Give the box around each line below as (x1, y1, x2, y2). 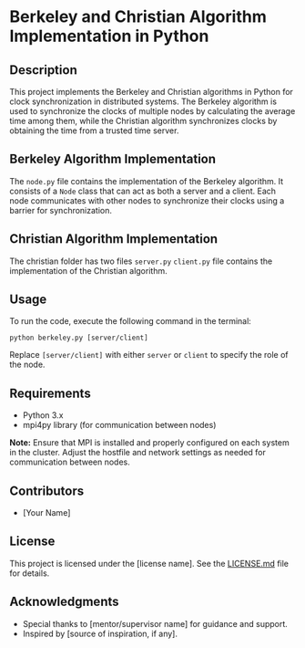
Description (9, 62, 77, 78)
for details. (9, 568, 50, 579)
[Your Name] (22, 507, 71, 518)
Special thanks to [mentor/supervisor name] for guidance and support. (22, 618, 289, 629)
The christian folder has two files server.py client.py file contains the (9, 256, 273, 267)
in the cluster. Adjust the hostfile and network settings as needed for (9, 447, 267, 458)
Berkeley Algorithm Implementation (9, 152, 217, 167)
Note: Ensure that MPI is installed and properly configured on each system (9, 437, 290, 448)
